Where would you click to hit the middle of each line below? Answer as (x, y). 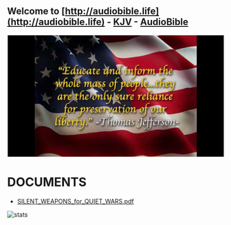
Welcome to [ (36, 11)
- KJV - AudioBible (147, 22)
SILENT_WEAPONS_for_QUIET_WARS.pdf (75, 202)
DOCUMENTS (47, 182)
